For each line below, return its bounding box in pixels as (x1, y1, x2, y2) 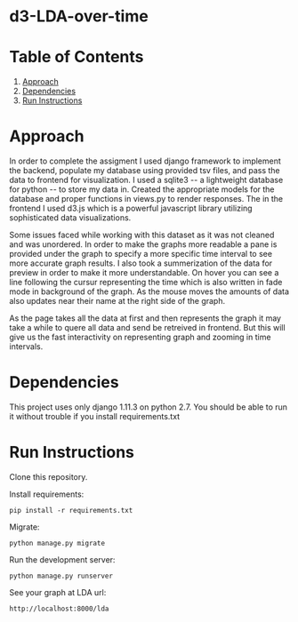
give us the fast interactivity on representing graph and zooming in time (9, 331, 271, 343)
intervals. (9, 341, 44, 352)
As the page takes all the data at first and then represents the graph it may (9, 313, 282, 323)
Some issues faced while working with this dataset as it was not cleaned (9, 229, 275, 241)
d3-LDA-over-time (9, 6, 149, 27)
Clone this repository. (9, 471, 88, 482)
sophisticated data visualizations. (9, 212, 132, 223)
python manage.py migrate (9, 538, 105, 547)
